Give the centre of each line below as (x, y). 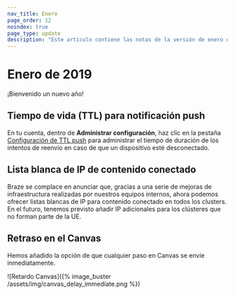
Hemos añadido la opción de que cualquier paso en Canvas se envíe (106, 255)
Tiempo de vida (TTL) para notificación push (106, 116)
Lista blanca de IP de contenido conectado (102, 170)
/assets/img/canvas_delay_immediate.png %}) (74, 284)
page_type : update (34, 33)
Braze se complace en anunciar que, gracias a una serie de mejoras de (109, 186)
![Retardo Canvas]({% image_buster (59, 276)
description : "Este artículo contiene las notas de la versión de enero (115, 40)
